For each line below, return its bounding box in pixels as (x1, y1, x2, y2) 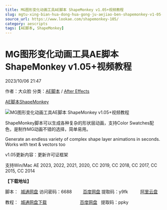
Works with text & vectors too (5, 141, 66, 147)
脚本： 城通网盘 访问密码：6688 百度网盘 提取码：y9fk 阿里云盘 (5, 189, 158, 195)
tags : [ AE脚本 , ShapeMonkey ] (5, 26, 64, 31)
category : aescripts (5, 21, 48, 26)
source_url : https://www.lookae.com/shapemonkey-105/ (5, 16, 119, 21)
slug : (5, 12, 16, 17)
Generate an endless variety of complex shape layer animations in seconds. (5, 136, 161, 142)
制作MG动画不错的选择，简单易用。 (18, 126, 91, 132)
